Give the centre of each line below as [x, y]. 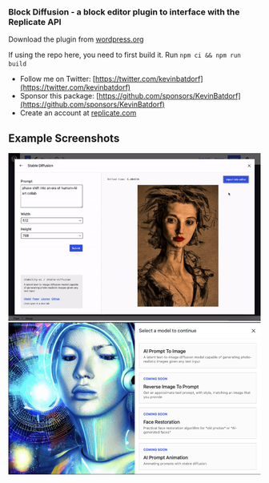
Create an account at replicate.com [78, 113]
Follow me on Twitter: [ [58, 79]
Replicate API [35, 22]
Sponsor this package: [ [59, 96]
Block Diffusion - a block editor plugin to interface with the [124, 12]
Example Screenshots [64, 138]
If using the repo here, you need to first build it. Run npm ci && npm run [125, 55]
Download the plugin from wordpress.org [76, 39]
